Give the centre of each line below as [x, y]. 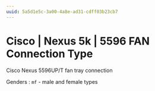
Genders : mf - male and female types [52, 81]
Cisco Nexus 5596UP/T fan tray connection [59, 70]
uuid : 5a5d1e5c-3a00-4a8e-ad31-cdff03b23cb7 [62, 12]
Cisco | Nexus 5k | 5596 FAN [78, 41]
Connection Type [50, 54]
